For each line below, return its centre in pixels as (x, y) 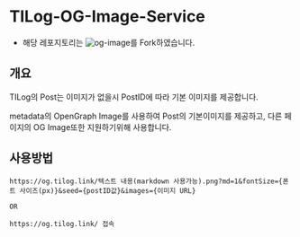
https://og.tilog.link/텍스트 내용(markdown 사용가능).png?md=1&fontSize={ (146, 181)
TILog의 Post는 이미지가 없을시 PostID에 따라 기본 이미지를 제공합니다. (134, 97)
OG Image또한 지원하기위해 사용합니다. (102, 127)
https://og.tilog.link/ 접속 (62, 224)
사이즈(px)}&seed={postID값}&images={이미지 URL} (108, 190)
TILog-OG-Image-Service (107, 17)
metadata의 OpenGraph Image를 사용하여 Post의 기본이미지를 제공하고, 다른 (146, 116)
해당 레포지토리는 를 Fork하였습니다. (109, 42)
